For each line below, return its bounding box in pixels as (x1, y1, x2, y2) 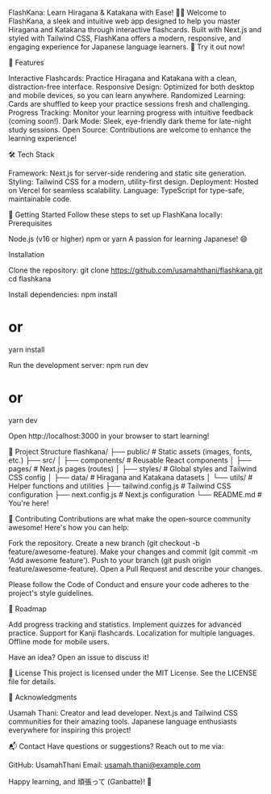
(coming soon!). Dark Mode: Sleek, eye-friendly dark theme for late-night (8, 116, 252, 125)
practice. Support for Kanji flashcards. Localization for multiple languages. (8, 627, 256, 638)
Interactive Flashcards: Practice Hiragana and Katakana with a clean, (8, 74, 237, 82)
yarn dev (8, 415, 38, 424)
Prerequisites (8, 218, 52, 228)
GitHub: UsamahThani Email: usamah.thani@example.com (8, 760, 202, 770)
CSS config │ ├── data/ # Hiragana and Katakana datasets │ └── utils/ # (8, 472, 253, 482)
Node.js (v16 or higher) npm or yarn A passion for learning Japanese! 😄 (8, 234, 248, 243)
